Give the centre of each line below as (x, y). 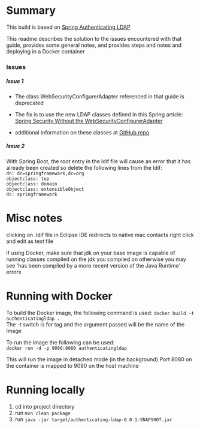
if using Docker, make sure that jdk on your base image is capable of (91, 253)
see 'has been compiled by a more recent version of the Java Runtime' (93, 265)
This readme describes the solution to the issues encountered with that (94, 38)
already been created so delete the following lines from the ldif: (84, 167)
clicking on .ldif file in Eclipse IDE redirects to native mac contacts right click (100, 235)
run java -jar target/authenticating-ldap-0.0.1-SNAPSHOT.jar (93, 419)
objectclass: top (28, 178)
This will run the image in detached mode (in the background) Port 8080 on (99, 359)
